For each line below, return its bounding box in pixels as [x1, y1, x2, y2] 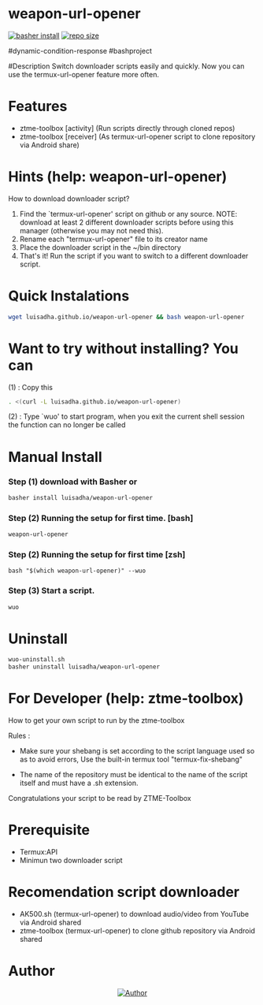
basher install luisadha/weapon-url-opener [8, 493, 154, 501]
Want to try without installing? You [8, 340, 239, 357]
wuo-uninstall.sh [8, 656, 65, 664]
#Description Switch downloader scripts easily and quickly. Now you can [8, 61, 245, 71]
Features [8, 98, 68, 115]
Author [8, 962, 55, 980]
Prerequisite [8, 821, 91, 839]
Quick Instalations [8, 287, 130, 304]
